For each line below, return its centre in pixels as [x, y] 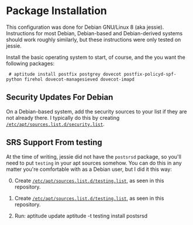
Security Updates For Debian [60, 97]
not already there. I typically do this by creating [63, 117]
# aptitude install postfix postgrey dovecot [65, 74]
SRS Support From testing [54, 142]
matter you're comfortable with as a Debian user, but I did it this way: [89, 169]
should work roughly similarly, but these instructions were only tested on [94, 39]
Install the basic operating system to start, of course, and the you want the [96, 57]
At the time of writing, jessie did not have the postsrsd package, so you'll [94, 156]
